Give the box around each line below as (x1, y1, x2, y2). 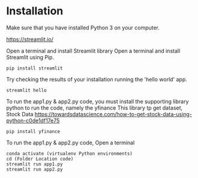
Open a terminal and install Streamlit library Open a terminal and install (6, 47, 181, 55)
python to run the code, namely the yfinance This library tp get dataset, (6, 104, 183, 111)
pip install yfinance (6, 128, 61, 134)
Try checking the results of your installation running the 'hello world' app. (6, 76, 188, 83)
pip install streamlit (6, 65, 63, 71)
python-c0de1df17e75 (6, 117, 60, 124)
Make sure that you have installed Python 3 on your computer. (6, 24, 160, 31)
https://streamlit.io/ (6, 35, 54, 43)
